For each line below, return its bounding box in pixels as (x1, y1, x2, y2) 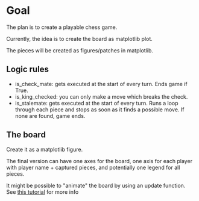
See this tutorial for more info (6, 188, 79, 196)
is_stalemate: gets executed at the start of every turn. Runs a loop (14, 99, 179, 107)
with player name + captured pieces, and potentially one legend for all (6, 164, 180, 171)
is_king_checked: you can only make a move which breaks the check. (14, 93, 188, 100)
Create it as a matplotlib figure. (6, 146, 83, 153)
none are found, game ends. (14, 112, 86, 119)
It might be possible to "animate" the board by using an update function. (6, 182, 186, 189)
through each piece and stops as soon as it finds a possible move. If (14, 106, 185, 113)
